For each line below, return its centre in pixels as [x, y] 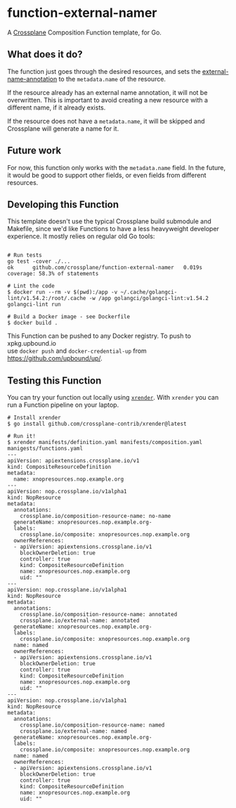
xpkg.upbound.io [32, 344]
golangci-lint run [34, 305]
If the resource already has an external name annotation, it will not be [107, 92]
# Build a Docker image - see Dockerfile [69, 317]
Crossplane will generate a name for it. [63, 129]
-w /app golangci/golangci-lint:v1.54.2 [149, 299]
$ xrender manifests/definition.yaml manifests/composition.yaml [105, 443]
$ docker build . [33, 323]
